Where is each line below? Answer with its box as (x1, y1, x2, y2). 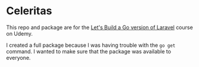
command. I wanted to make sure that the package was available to (6, 47, 171, 55)
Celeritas (6, 4, 52, 18)
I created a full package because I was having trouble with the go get (6, 42, 176, 49)
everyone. (6, 54, 31, 61)
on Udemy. (6, 30, 33, 37)
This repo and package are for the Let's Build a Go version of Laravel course (6, 24, 193, 31)
